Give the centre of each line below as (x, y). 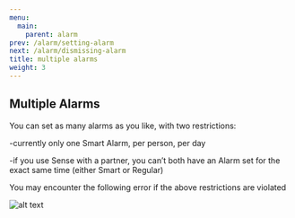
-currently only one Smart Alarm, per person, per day (108, 143)
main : (28, 26)
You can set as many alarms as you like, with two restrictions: (123, 126)
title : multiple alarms (54, 59)
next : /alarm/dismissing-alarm (68, 51)
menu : (19, 17)
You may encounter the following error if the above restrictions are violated (148, 187)
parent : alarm (52, 34)
